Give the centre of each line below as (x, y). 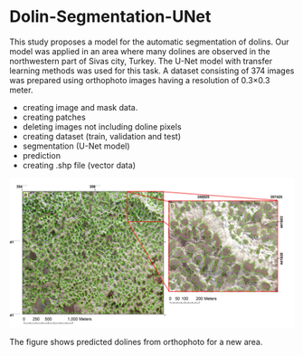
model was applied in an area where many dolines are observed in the (140, 51)
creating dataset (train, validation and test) (101, 136)
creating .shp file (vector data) (79, 165)
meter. (21, 90)
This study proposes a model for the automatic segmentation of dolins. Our (149, 42)
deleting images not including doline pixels (102, 126)
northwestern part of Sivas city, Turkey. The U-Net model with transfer (141, 61)
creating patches (54, 117)
